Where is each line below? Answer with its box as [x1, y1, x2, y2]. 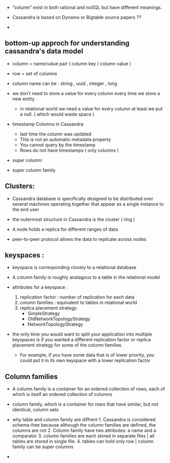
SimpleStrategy [27, 311, 60, 317]
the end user [12, 206, 39, 212]
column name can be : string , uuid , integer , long [12, 80, 117, 86]
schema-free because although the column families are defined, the [12, 422, 156, 428]
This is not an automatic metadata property [19, 136, 111, 142]
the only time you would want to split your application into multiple [12, 331, 152, 337]
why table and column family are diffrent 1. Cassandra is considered [12, 416, 156, 423]
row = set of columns [12, 70, 57, 76]
